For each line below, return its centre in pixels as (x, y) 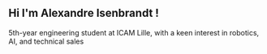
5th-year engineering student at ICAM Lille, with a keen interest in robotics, (134, 32)
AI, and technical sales (46, 41)
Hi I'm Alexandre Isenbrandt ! (84, 13)
